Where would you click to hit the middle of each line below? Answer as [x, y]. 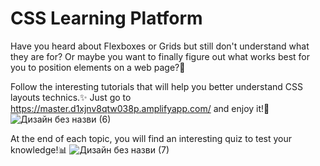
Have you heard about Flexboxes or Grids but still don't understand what [160, 46]
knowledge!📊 [39, 149]
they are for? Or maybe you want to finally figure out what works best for [160, 56]
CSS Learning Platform [106, 18]
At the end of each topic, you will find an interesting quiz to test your [151, 138]
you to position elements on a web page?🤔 [98, 67]
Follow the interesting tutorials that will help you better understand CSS [156, 86]
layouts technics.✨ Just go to [71, 97]
